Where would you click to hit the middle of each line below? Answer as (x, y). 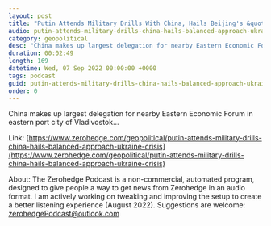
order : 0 (23, 91)
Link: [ (19, 138)
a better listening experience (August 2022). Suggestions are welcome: (127, 205)
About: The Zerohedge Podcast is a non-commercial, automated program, (131, 179)
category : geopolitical (48, 38)
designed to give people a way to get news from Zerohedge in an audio (127, 188)
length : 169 (28, 61)
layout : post (30, 16)
